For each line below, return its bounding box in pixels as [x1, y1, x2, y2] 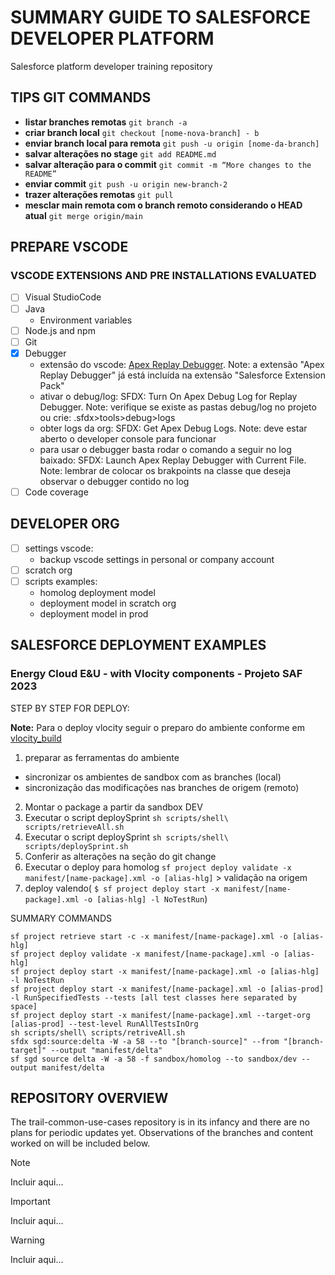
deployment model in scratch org [39, 597, 177, 609]
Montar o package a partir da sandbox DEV [24, 801, 203, 813]
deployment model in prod [39, 607, 149, 620]
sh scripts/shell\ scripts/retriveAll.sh [10, 1027, 186, 1038]
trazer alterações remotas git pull [24, 188, 174, 200]
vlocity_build [10, 732, 62, 744]
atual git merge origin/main [24, 209, 143, 221]
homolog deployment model [39, 586, 156, 598]
